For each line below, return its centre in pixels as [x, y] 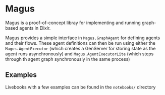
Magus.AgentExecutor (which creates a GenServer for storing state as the [80, 48]
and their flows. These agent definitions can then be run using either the [80, 43]
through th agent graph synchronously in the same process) [68, 59]
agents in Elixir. [35, 28]
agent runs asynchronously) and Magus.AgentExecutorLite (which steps [79, 54]
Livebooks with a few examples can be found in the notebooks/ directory [80, 87]
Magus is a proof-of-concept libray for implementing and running [73, 23]
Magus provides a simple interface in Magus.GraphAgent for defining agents [83, 38]
